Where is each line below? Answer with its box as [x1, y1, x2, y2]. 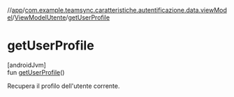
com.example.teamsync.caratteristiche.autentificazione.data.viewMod [24, 6, 227, 14]
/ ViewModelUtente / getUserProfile [12, 13, 110, 22]
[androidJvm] [7, 61, 47, 69]
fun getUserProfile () [7, 68, 65, 76]
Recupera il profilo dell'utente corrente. [7, 82, 120, 90]
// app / [7, 6, 26, 14]
